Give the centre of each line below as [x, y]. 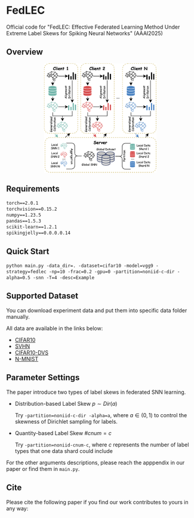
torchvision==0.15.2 [32, 209]
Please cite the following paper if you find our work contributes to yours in [97, 502]
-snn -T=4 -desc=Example [64, 278]
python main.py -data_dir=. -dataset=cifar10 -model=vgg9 [80, 266]
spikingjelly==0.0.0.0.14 [38, 233]
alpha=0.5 [19, 278]
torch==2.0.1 [22, 203]
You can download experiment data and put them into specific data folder [97, 310]
